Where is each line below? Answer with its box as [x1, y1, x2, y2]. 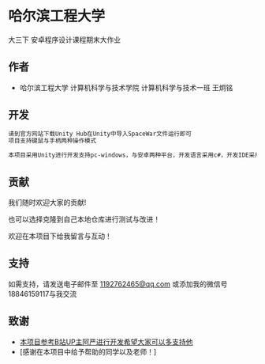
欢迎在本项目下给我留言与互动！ [8, 231, 112, 241]
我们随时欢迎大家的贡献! [8, 198, 87, 207]
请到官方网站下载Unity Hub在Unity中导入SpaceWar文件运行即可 [8, 130, 192, 138]
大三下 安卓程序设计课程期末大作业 [8, 35, 121, 44]
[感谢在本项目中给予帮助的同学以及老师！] [19, 347, 157, 356]
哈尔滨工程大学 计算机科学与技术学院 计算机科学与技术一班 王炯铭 [19, 82, 233, 92]
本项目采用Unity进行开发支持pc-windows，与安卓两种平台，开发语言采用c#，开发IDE [8, 151, 250, 159]
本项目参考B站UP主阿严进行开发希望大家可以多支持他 [19, 337, 193, 347]
